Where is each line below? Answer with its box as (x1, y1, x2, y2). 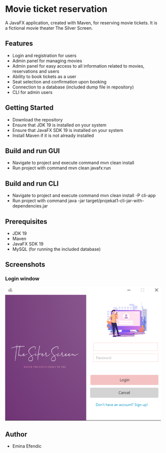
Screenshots (5, 260, 45, 269)
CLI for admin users (12, 89, 53, 95)
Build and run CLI (5, 179, 59, 188)
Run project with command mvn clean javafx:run (12, 165, 111, 171)
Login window (5, 275, 40, 282)
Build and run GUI (5, 147, 60, 155)
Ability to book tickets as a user (12, 73, 77, 80)
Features (5, 40, 33, 48)
